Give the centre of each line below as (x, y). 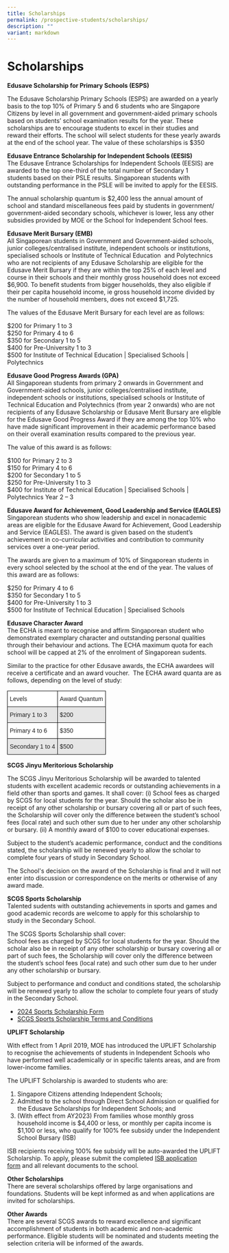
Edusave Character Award (45, 623)
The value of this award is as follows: (59, 448)
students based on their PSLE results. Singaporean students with (99, 178)
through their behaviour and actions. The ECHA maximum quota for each (110, 645)
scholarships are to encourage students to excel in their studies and (103, 128)
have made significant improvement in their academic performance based (111, 427)
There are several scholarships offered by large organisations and (100, 1186)
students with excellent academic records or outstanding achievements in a (114, 786)
